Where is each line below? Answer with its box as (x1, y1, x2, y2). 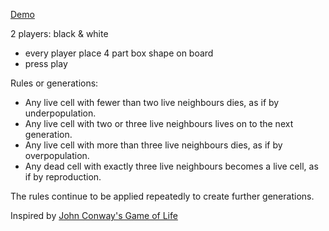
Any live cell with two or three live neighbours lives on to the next (24, 118, 294, 129)
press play (24, 58, 68, 69)
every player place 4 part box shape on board (24, 47, 214, 59)
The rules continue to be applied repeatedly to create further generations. (10, 190, 315, 202)
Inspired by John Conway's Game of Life (10, 210, 178, 221)
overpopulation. (24, 150, 90, 161)
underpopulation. (24, 107, 97, 119)
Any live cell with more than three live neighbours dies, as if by (24, 139, 283, 151)
